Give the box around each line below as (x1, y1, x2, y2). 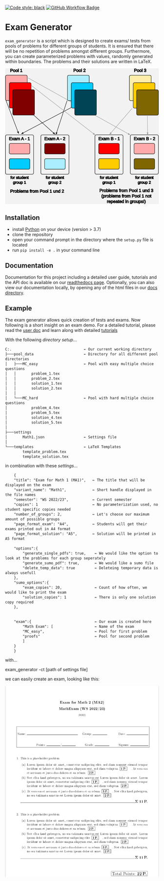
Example (5, 304, 32, 312)
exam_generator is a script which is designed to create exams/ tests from (5, 38, 151, 43)
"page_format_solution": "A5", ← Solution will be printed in (14, 531, 156, 536)
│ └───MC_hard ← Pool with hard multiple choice (5, 395, 154, 400)
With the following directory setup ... (5, 337, 77, 343)
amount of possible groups (5, 516, 60, 522)
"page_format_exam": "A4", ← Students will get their (14, 521, 147, 527)
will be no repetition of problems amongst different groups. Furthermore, (5, 48, 151, 54)
